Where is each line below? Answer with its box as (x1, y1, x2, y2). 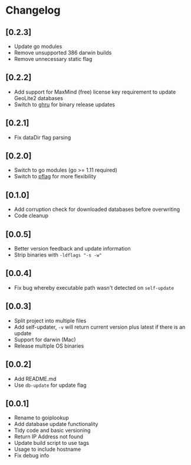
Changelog (5, 4, 61, 17)
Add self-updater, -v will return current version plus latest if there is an (14, 323, 186, 331)
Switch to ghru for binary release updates (14, 101, 116, 108)
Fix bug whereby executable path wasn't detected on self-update (14, 284, 174, 291)
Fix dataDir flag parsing (14, 134, 71, 141)
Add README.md (14, 375, 57, 382)
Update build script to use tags (14, 440, 90, 447)
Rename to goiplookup (14, 414, 69, 421)
